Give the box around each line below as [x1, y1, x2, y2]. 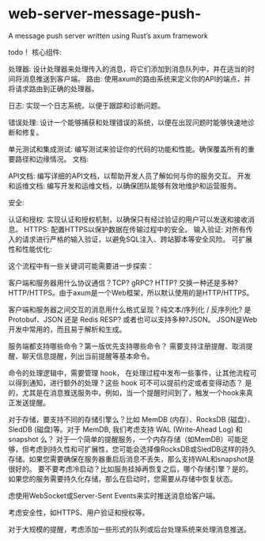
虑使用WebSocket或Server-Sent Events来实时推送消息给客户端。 [8, 490, 220, 500]
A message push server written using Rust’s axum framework [8, 31, 208, 40]
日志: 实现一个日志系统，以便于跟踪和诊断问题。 [8, 101, 165, 110]
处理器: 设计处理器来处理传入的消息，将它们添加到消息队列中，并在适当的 [8, 64, 248, 74]
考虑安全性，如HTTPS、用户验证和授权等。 [8, 508, 150, 517]
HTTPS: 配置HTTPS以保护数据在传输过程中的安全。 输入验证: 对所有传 [23, 224, 253, 234]
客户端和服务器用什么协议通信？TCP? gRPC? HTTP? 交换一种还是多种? [8, 278, 239, 288]
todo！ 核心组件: [8, 47, 62, 56]
